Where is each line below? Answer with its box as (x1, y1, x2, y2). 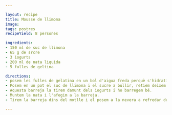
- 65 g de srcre (5, 50, 40, 55)
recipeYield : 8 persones (5, 31, 58, 36)
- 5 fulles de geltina (5, 64, 54, 69)
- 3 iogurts (5, 54, 31, 60)
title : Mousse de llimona (5, 16, 60, 22)
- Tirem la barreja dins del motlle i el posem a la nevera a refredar (5, 97, 161, 103)
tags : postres (5, 26, 36, 31)
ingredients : (5, 41, 33, 46)
